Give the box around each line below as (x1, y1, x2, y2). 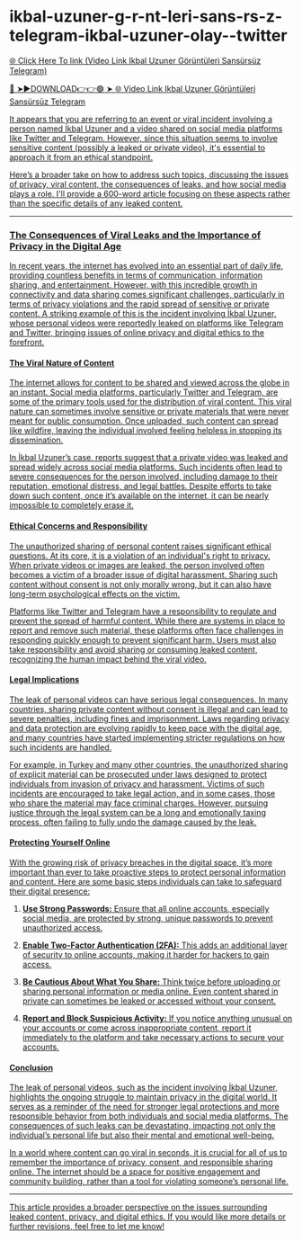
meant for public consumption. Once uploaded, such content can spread (9, 415, 279, 426)
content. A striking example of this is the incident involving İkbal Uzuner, (9, 308, 277, 319)
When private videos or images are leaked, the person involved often (9, 559, 265, 570)
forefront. (9, 337, 45, 348)
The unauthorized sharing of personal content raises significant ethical (9, 540, 271, 551)
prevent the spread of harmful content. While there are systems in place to (9, 615, 286, 626)
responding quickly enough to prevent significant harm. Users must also (9, 634, 277, 645)
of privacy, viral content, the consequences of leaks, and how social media (9, 178, 287, 190)
